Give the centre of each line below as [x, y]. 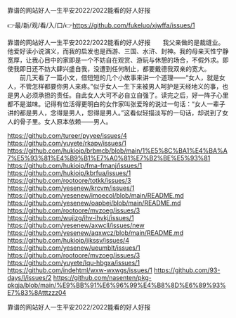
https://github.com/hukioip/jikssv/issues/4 [68, 240]
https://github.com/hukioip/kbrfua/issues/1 [69, 173]
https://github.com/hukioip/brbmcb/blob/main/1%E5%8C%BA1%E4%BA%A [118, 151]
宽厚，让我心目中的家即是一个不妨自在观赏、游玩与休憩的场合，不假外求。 [115, 60]
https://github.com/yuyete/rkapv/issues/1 [67, 143]
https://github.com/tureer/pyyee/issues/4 [67, 135]
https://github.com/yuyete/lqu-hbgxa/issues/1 [74, 263]
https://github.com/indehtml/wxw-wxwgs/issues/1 [80, 270]
